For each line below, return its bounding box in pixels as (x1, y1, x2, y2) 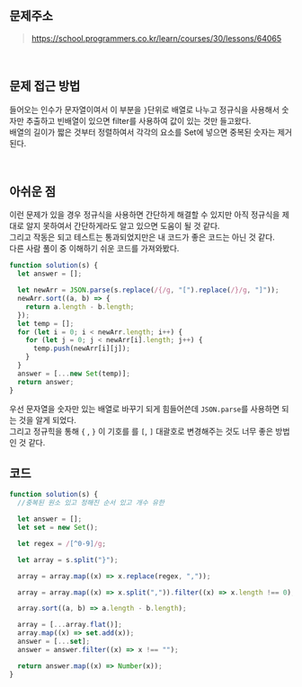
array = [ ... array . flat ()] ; (17, 621, 123, 630)
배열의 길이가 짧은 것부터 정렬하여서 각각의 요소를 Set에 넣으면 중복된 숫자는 (9, 127, 276, 137)
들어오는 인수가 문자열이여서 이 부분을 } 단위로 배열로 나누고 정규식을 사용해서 (9, 104, 280, 115)
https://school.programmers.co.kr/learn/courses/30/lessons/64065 (31, 32, 282, 43)
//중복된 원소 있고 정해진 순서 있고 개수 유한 (17, 498, 164, 507)
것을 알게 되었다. (18, 414, 76, 425)
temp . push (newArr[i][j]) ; (32, 344, 130, 353)
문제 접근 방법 (9, 79, 81, 94)
